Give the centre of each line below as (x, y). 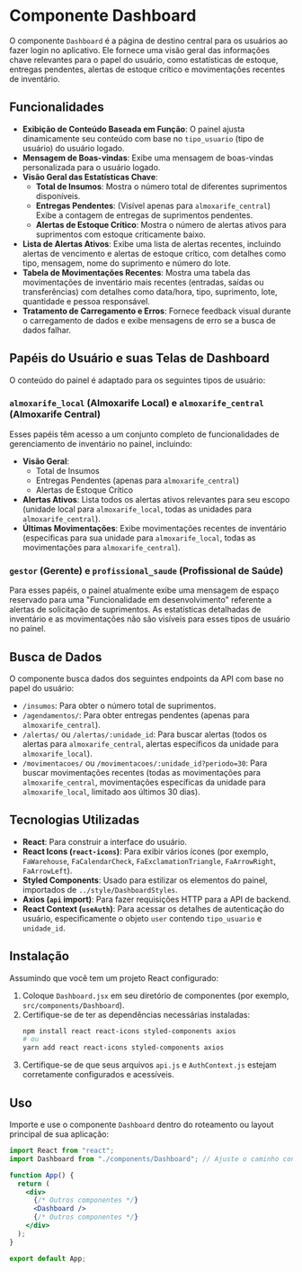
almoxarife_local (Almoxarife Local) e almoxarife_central (137, 404)
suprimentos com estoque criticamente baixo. (121, 234)
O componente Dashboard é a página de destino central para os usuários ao (149, 41)
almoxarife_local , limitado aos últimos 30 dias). (111, 791)
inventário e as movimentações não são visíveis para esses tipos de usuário (150, 619)
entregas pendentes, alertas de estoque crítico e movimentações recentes (147, 69)
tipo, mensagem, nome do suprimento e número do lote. (126, 263)
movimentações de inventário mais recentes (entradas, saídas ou (143, 282)
